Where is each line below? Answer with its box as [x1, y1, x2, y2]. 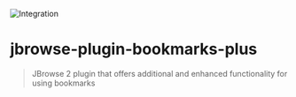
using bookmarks [31, 78, 96, 88]
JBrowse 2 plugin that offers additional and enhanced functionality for [31, 68, 288, 78]
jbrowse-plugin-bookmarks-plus [10, 40, 258, 59]
